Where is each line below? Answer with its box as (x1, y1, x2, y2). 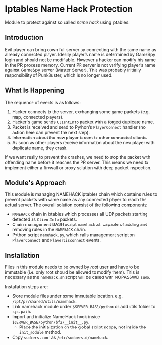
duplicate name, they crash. (12, 145, 68, 151)
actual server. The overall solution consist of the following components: (5, 202, 148, 207)
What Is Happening (5, 86, 65, 95)
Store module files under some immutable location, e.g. (12, 293, 123, 299)
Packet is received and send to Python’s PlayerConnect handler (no (12, 124, 146, 130)
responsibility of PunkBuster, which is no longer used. (5, 72, 113, 78)
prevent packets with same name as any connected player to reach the (5, 197, 147, 203)
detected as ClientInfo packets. (12, 216, 77, 222)
